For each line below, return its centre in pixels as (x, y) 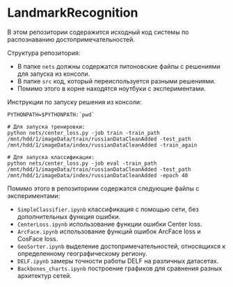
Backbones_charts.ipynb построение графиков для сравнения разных (120, 268)
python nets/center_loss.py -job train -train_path (83, 133)
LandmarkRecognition (73, 13)
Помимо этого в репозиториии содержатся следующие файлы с (103, 188)
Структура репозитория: (44, 53)
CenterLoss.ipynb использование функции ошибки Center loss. (110, 224)
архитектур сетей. (44, 275)
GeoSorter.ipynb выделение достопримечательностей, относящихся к (121, 246)
